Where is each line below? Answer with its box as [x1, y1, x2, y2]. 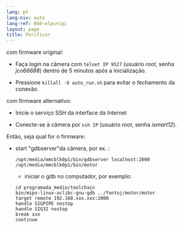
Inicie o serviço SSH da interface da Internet [15, 109, 127, 116]
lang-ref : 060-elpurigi [6, 20, 67, 26]
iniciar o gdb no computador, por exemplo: [24, 173, 132, 180]
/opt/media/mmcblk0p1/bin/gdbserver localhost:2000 [15, 157, 150, 163]
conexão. [15, 85, 39, 93]
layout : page [6, 26, 40, 32]
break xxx [15, 211, 41, 218]
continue [15, 217, 38, 223]
